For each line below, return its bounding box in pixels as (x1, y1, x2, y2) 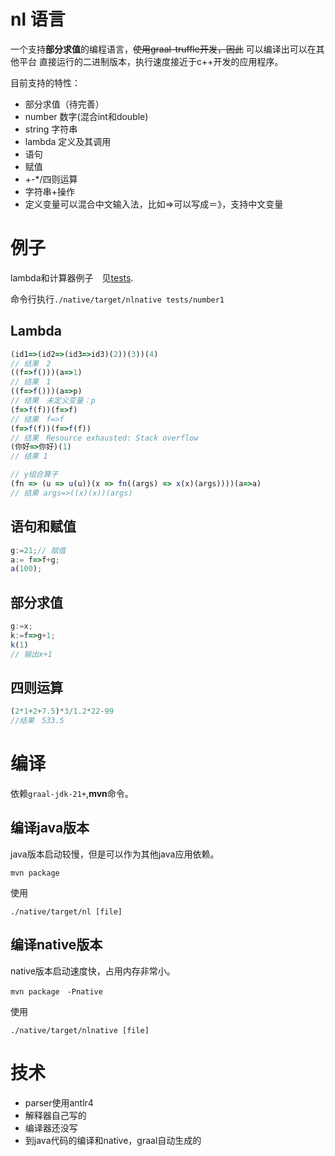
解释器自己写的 (24, 1109, 87, 1121)
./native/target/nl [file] (10, 906, 123, 917)
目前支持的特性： (10, 76, 81, 89)
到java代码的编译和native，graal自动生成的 (24, 1134, 202, 1146)
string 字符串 (24, 123, 78, 135)
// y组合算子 (10, 470, 59, 480)
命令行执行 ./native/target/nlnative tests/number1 (10, 293, 225, 305)
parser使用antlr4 (24, 1096, 94, 1109)
